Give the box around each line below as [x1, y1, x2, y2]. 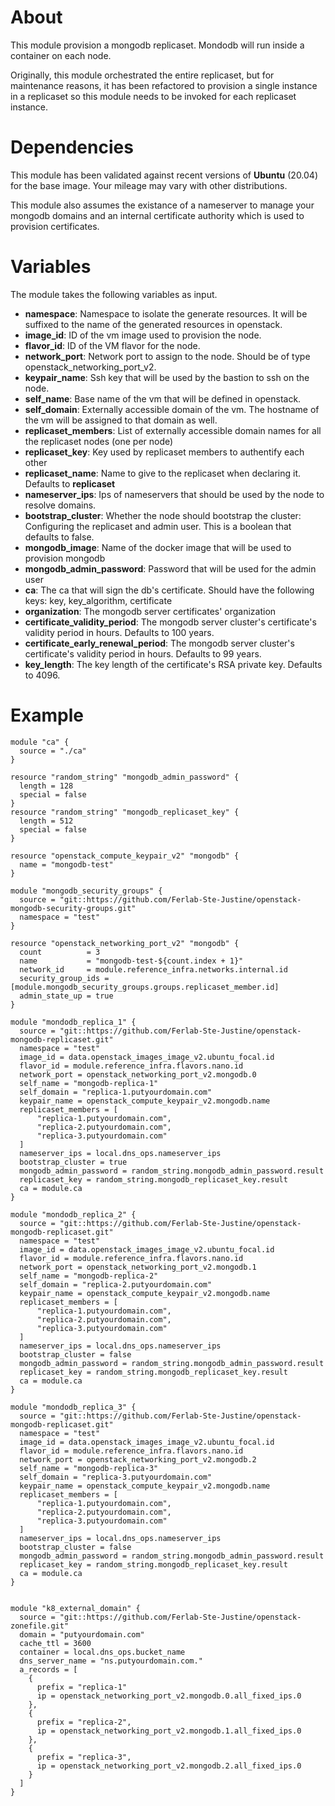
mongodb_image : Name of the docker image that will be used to [24, 541, 292, 553]
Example [10, 704, 84, 726]
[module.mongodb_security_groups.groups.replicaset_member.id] [10, 982, 280, 992]
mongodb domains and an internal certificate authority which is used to [10, 209, 305, 221]
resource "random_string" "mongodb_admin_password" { [10, 772, 240, 782]
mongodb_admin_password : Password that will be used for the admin [24, 562, 317, 575]
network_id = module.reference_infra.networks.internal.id [19, 964, 288, 975]
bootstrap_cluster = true [19, 1157, 128, 1167]
